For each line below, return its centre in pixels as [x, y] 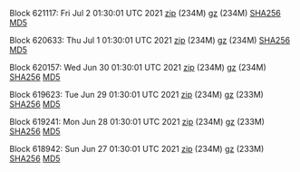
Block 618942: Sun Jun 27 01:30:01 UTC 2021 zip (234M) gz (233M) [137, 149]
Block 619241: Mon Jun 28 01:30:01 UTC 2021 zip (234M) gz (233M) [137, 122]
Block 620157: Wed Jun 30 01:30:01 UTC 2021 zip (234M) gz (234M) [138, 67]
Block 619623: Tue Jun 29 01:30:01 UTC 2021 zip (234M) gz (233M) [137, 95]
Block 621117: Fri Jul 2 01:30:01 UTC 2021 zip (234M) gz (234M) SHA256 [145, 13]
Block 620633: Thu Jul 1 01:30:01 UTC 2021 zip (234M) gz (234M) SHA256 [150, 40]
